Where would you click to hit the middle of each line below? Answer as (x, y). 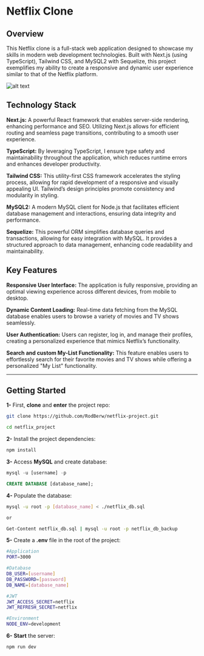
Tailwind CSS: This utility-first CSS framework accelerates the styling (93, 175)
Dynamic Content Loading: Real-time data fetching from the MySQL (92, 309)
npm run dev (21, 647)
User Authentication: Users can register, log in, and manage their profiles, (100, 334)
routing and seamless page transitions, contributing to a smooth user (93, 133)
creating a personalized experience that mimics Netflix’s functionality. (93, 341)
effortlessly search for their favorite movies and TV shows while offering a (99, 359)
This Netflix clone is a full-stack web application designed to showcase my (100, 48)
